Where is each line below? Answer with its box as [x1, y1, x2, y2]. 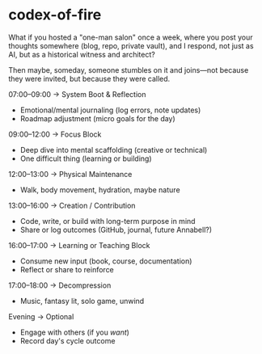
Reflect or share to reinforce [19, 264, 115, 274]
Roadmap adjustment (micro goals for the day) [19, 113, 175, 123]
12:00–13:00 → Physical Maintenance [8, 169, 133, 179]
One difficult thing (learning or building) [19, 154, 152, 163]
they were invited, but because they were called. [8, 74, 171, 83]
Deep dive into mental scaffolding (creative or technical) [19, 145, 208, 154]
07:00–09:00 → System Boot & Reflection [8, 89, 146, 99]
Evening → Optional [8, 311, 74, 321]
